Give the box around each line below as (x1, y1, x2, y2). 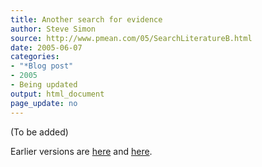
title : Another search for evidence (10, 14, 163, 25)
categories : (10, 52, 60, 62)
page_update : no (10, 98, 78, 108)
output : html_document (10, 89, 105, 99)
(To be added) (10, 126, 69, 138)
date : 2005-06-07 (10, 42, 83, 53)
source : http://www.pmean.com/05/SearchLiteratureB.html (10, 33, 253, 43)
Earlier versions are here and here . (10, 145, 153, 157)
